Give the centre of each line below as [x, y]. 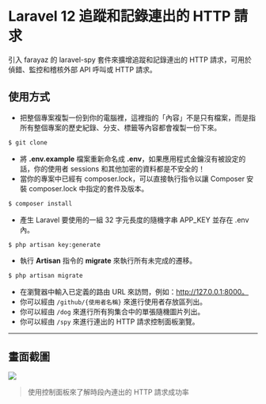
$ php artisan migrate [46, 276]
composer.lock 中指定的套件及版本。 [89, 188]
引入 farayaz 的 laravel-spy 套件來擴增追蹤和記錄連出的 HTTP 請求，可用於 [130, 60]
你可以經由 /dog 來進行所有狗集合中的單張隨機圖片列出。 [112, 312]
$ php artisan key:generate [55, 244]
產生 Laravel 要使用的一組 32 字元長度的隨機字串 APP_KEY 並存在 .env [134, 220]
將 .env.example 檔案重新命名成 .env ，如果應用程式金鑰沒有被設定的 [133, 159]
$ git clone [28, 142]
